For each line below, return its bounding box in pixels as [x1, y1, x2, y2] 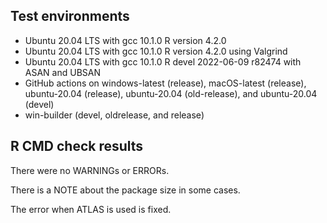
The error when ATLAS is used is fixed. [10, 203, 172, 215]
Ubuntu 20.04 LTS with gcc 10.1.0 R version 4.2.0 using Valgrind [24, 45, 288, 57]
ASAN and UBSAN [24, 66, 101, 78]
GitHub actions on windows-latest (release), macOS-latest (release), [24, 77, 307, 89]
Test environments [10, 8, 130, 25]
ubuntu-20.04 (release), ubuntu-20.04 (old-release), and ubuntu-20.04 [24, 87, 318, 99]
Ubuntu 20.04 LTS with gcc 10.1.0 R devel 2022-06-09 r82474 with [24, 55, 302, 68]
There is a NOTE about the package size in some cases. [10, 184, 241, 196]
